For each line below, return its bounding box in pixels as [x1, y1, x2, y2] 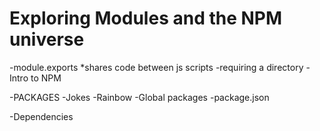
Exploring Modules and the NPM [9, 7, 283, 30]
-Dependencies [9, 110, 74, 122]
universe [9, 28, 85, 51]
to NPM [30, 72, 62, 84]
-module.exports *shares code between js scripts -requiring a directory [9, 61, 304, 73]
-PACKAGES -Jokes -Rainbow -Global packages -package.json [9, 91, 270, 103]
